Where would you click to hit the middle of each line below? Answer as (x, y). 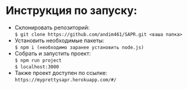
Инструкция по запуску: (71, 11)
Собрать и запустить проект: (53, 53)
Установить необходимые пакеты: (59, 40)
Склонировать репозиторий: (52, 27)
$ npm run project (38, 60)
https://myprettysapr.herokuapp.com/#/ (66, 80)
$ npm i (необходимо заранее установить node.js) (79, 47)
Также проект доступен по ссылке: (61, 73)
